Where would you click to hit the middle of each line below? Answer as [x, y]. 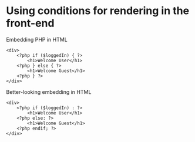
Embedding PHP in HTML [37, 39]
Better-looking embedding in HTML [49, 92]
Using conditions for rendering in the [98, 11]
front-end [30, 23]
